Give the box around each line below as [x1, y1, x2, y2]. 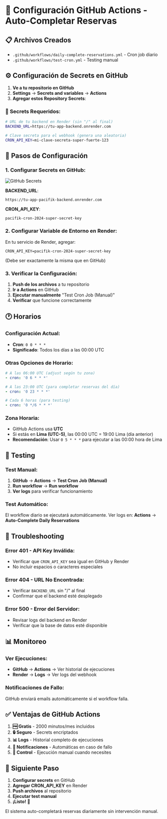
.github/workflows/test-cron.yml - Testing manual [12, 57, 119, 63]
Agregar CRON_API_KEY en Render [12, 782, 88, 789]
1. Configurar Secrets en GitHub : [5, 167, 86, 174]
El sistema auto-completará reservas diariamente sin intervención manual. [5, 808, 159, 814]
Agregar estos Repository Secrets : [12, 95, 86, 101]
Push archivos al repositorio [12, 788, 72, 794]
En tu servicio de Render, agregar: [5, 239, 76, 245]
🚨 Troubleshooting [5, 532, 64, 541]
